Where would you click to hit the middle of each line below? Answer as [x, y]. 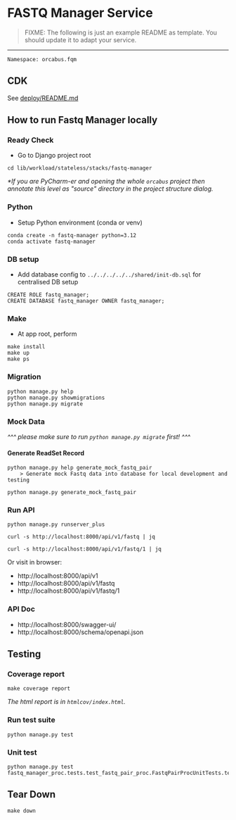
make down [22, 811]
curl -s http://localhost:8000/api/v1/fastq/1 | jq [84, 549]
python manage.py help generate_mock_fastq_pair [80, 468]
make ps [19, 359]
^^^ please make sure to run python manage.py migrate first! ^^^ [99, 436]
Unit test [22, 752]
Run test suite [31, 720]
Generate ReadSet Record [46, 453]
